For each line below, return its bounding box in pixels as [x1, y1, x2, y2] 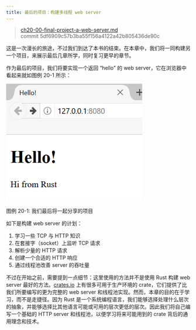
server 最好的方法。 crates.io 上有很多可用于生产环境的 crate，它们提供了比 [6, 281, 187, 288]
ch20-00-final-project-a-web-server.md [20, 26, 118, 33]
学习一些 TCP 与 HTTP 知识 [14, 232, 81, 239]
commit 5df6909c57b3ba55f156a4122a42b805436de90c [20, 32, 160, 39]
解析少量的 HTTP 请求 [14, 246, 68, 254]
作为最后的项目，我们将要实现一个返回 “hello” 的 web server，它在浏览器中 [6, 64, 187, 71]
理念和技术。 [11, 318, 42, 325]
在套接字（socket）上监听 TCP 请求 [14, 239, 101, 246]
